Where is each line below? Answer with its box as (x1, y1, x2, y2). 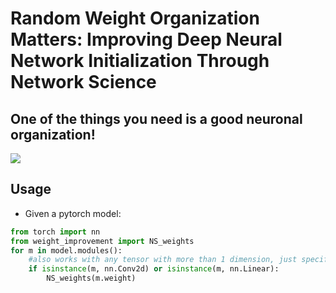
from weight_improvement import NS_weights (10, 236, 195, 246)
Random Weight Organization (10, 7, 260, 30)
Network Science (10, 71, 157, 94)
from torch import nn (10, 227, 101, 237)
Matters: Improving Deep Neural (10, 28, 283, 51)
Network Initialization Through (10, 50, 270, 72)
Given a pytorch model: (24, 207, 122, 219)
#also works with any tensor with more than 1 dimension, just (28, 255, 298, 265)
